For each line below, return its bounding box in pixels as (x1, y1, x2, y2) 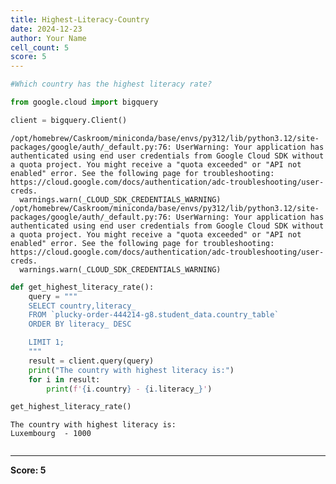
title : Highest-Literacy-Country (10, 14, 150, 25)
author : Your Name (10, 33, 87, 43)
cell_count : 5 (10, 42, 70, 53)
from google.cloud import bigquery (10, 97, 159, 107)
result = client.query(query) (28, 356, 155, 366)
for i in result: (28, 374, 101, 385)
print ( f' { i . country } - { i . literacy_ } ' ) (46, 384, 213, 394)
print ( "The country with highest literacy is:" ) (28, 365, 235, 375)
